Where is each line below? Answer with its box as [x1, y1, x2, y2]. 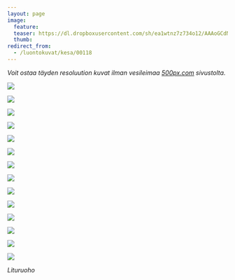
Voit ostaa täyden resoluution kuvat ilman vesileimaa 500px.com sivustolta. [7, 68, 226, 77]
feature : [13, 23, 39, 30]
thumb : [13, 36, 33, 43]
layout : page [7, 10, 45, 17]
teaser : [13, 29, 36, 37]
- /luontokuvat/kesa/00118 [13, 50, 92, 57]
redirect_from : [7, 43, 52, 50]
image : [7, 17, 27, 24]
